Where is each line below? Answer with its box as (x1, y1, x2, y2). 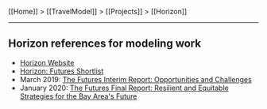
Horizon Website (19, 58, 75, 67)
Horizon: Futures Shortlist (19, 66, 104, 76)
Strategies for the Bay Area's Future (19, 91, 137, 101)
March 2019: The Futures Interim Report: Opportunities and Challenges (19, 74, 252, 84)
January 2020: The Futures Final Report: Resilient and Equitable (19, 83, 229, 92)
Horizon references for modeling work (8, 37, 201, 51)
